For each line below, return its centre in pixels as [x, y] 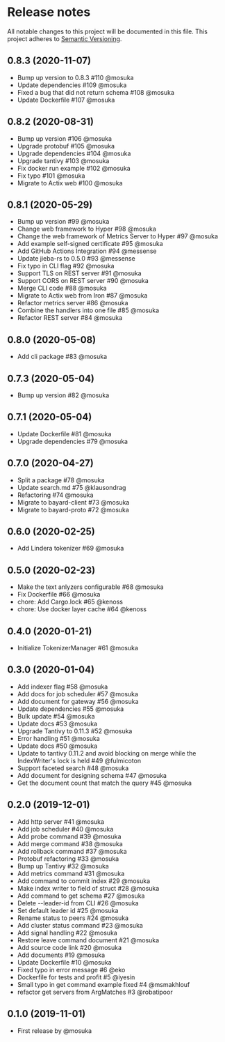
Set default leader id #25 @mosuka [68, 910]
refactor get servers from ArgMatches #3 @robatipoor [95, 992]
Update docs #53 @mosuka [57, 723]
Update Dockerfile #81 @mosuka [64, 434]
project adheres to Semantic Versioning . [65, 38]
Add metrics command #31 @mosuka [71, 873]
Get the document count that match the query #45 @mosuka [105, 783]
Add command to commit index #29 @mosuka [84, 881]
